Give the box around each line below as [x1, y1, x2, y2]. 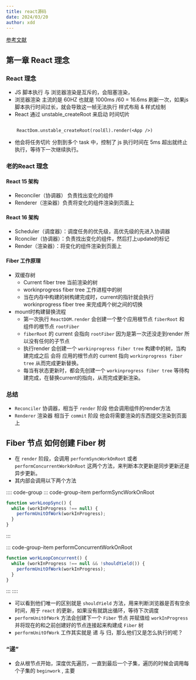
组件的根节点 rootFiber [23, 322, 80, 329]
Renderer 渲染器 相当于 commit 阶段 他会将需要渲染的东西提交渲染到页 [14, 412, 182, 419]
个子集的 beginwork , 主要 [14, 667, 75, 674]
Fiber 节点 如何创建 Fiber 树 [6, 438, 106, 448]
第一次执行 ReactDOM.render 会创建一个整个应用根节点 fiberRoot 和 [23, 315, 185, 322]
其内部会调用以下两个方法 [14, 477, 77, 484]
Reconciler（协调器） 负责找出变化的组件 [14, 192, 114, 199]
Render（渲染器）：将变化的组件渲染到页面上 [14, 243, 122, 250]
